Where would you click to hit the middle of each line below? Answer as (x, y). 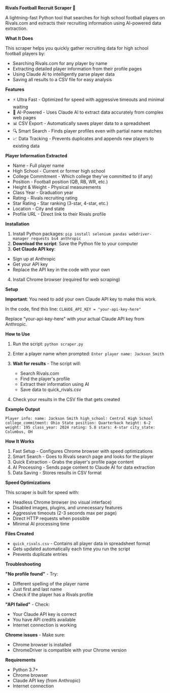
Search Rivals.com (40, 373)
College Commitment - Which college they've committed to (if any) (83, 176)
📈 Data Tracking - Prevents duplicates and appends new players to (83, 139)
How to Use (18, 334)
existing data (26, 146)
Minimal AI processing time (41, 524)
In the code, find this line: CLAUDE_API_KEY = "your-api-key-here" (73, 309)
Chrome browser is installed (42, 645)
